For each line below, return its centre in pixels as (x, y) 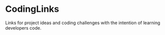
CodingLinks (32, 9)
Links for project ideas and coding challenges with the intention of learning (83, 23)
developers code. (23, 28)
